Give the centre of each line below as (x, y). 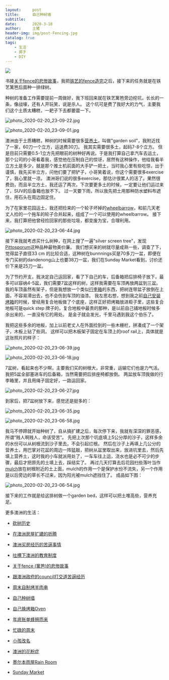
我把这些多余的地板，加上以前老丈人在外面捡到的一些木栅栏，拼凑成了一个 (82, 325)
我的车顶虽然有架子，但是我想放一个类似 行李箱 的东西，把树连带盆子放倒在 (82, 289)
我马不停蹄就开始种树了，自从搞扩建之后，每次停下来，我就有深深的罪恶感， (84, 431)
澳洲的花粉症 (26, 651)
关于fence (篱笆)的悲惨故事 (40, 566)
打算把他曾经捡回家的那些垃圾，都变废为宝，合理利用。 (76, 221)
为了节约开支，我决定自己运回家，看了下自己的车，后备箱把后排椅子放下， (82, 277)
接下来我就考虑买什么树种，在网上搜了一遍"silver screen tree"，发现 (76, 241)
